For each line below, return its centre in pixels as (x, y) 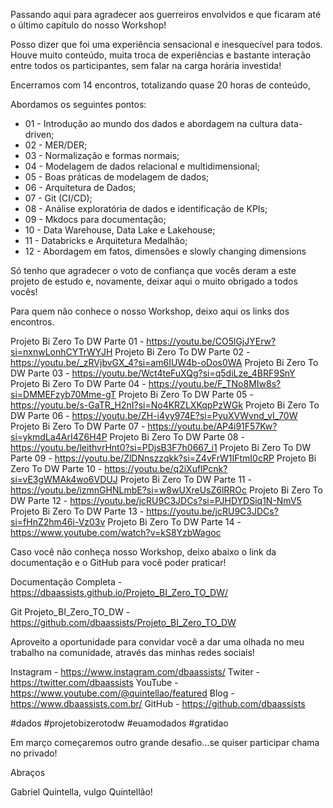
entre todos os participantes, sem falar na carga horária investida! (146, 65)
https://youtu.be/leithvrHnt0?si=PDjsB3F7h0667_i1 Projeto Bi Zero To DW (161, 447)
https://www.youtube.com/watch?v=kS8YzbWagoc (116, 532)
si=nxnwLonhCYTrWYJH (61, 352)
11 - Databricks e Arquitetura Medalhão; (106, 240)
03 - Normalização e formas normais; (102, 155)
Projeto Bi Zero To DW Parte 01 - (77, 341)
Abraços (28, 772)
